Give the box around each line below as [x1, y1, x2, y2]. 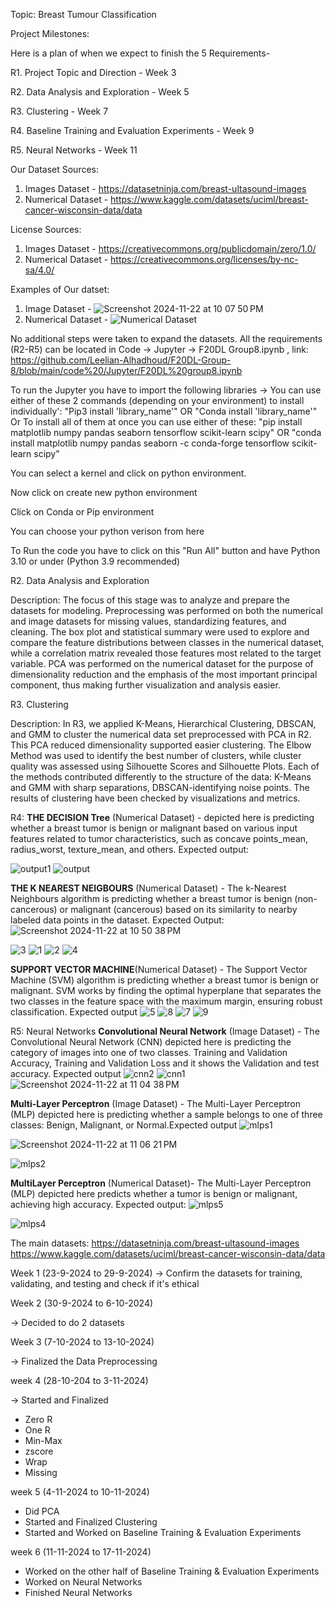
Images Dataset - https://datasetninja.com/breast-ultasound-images [24, 183, 307, 194]
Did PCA [24, 1505, 60, 1517]
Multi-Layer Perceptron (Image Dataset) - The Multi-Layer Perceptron [10, 1098, 302, 1109]
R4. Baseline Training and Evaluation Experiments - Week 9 [10, 125, 255, 136]
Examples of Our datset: [10, 284, 110, 295]
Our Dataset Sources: [10, 164, 100, 175]
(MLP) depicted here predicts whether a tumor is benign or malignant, [10, 1188, 298, 1199]
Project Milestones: [10, 28, 90, 39]
